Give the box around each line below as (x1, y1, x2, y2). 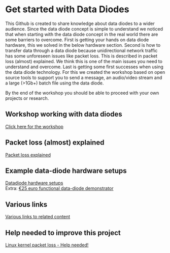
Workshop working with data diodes (5, 110, 123, 119)
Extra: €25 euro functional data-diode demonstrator (5, 185, 114, 191)
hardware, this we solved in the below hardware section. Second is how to (5, 42, 161, 48)
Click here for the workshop (5, 123, 63, 129)
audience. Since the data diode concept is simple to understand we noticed (5, 25, 163, 32)
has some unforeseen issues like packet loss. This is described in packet (5, 52, 157, 59)
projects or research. (5, 95, 49, 101)
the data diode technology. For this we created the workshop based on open (5, 69, 165, 75)
